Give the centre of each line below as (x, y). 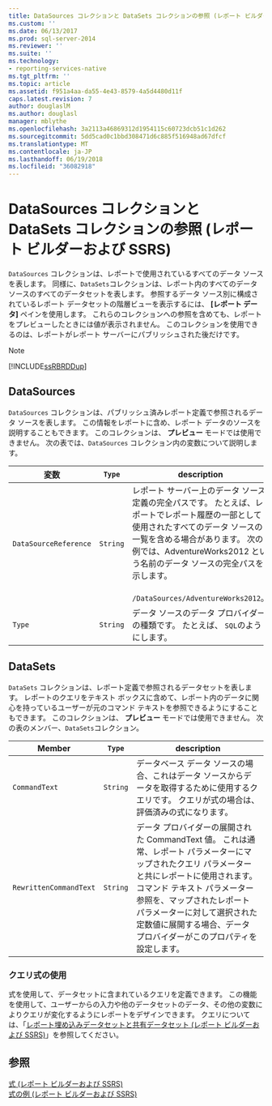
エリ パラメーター (219, 864)
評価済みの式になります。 (185, 812)
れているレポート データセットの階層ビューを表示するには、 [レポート (125, 304)
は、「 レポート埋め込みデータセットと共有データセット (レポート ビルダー (130, 1024)
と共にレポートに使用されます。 (197, 876)
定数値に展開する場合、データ (193, 925)
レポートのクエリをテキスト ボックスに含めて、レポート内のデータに (138, 697)
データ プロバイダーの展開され (194, 827)
